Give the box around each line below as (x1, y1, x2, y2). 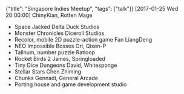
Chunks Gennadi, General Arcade (14, 75, 98, 81)
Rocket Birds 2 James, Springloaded (14, 55, 105, 62)
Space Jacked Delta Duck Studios (14, 23, 100, 30)
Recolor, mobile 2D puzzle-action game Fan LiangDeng (14, 36, 153, 43)
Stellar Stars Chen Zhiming (14, 68, 82, 75)
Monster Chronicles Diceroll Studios (14, 30, 105, 37)
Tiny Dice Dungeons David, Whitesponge (14, 61, 117, 69)
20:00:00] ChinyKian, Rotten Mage (5, 11, 93, 19)
